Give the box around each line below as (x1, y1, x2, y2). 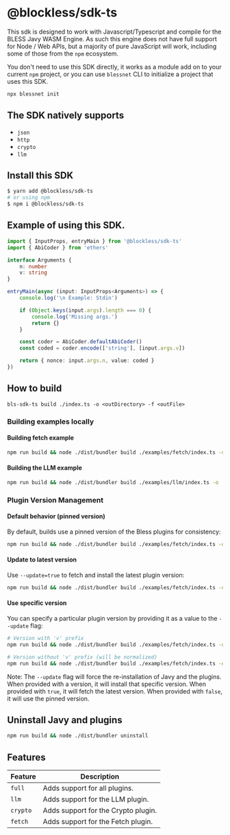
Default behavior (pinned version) (7, 512, 106, 521)
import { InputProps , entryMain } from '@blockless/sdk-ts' (7, 238, 183, 244)
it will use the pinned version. (7, 694, 90, 702)
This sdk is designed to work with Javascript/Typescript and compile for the (7, 27, 222, 36)
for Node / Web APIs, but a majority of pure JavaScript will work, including (7, 42, 217, 50)
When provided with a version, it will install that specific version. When (7, 680, 207, 688)
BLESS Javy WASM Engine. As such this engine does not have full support (7, 34, 217, 43)
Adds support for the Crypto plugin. (42, 805, 157, 815)
